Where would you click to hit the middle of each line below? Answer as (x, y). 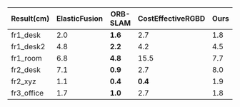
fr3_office (27, 93)
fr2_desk (26, 70)
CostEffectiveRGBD (171, 19)
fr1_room (27, 58)
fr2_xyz (24, 81)
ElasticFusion (80, 19)
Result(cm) (30, 19)
